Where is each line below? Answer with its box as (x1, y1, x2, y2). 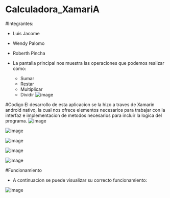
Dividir (20, 91, 34, 97)
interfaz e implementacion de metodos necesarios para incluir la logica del (5, 112, 162, 118)
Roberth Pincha (12, 50, 45, 56)
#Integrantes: (5, 20, 34, 27)
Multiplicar (20, 86, 43, 92)
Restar (20, 81, 34, 87)
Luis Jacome (12, 30, 40, 36)
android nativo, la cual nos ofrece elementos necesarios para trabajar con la (5, 107, 165, 113)
